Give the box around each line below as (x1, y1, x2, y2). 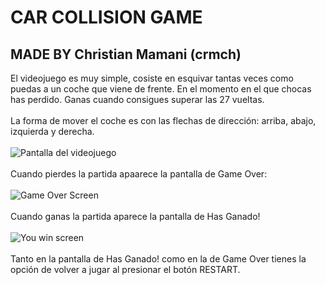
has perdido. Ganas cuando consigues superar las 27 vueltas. (10, 94, 265, 105)
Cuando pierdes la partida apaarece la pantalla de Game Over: (10, 168, 268, 180)
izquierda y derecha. (10, 126, 95, 137)
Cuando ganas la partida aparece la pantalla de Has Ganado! (10, 211, 261, 222)
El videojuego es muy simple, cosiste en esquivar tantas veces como (10, 72, 294, 84)
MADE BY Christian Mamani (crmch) (10, 46, 242, 63)
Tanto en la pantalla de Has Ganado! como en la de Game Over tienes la (10, 253, 307, 265)
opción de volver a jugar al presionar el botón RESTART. (10, 264, 241, 275)
